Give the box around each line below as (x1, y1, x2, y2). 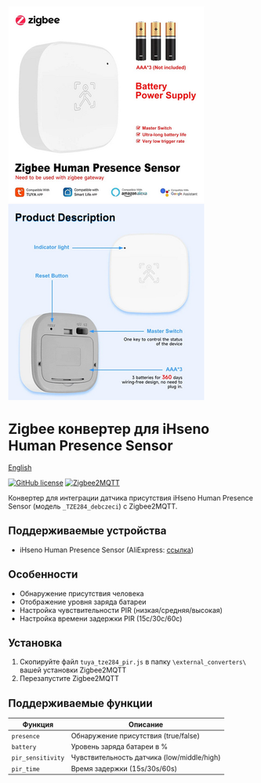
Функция (22, 719, 54, 729)
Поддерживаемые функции (8, 697, 153, 710)
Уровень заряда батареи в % (71, 742, 169, 752)
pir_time (11, 765, 41, 773)
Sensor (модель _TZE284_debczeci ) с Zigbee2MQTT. (8, 501, 178, 511)
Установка (8, 636, 63, 650)
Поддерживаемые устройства (8, 524, 167, 537)
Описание (128, 719, 164, 729)
